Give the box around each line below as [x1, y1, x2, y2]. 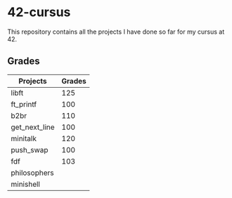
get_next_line [11, 122, 55, 132]
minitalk [11, 133, 37, 143]
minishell [11, 179, 41, 189]
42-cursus [7, 4, 71, 20]
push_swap [11, 145, 49, 154]
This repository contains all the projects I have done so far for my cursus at [7, 27, 225, 36]
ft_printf [11, 99, 37, 109]
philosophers [11, 168, 54, 178]
